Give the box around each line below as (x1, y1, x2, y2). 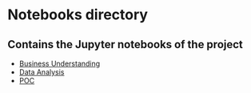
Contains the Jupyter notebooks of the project (7, 38, 243, 51)
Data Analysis (18, 67, 65, 77)
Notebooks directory (7, 6, 149, 24)
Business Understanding (18, 59, 101, 68)
